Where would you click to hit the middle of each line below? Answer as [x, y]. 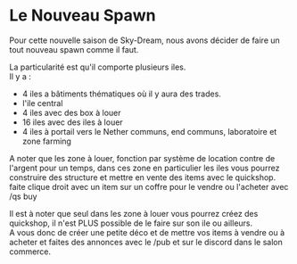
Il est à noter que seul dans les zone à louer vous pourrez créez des [134, 213]
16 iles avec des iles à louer [72, 122]
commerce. [30, 252]
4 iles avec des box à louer [71, 112]
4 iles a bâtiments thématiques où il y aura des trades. [121, 94]
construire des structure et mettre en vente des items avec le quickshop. [143, 177]
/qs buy [23, 196]
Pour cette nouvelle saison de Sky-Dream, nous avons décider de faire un [145, 40]
